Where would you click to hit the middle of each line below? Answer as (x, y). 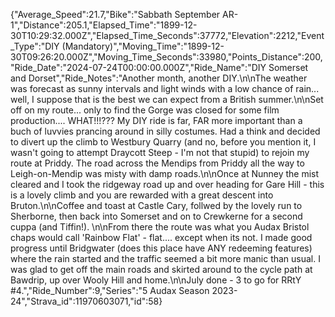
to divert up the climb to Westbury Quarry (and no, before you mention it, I (163, 142)
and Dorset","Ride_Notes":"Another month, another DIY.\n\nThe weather (159, 78)
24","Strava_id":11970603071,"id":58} (86, 301)
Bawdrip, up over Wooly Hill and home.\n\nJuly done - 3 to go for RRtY (156, 280)
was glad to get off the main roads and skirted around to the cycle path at (161, 269)
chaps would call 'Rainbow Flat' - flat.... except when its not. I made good (161, 237)
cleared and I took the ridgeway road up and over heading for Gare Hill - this (167, 184)
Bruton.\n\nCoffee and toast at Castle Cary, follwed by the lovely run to (156, 205)
